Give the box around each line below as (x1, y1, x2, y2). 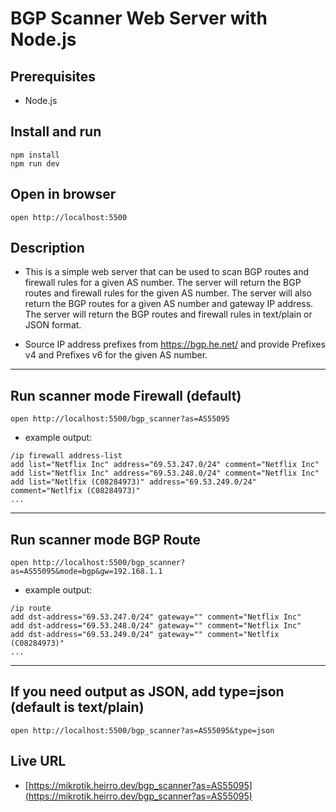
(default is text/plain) (10, 699, 145, 716)
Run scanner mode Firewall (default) (10, 387, 242, 404)
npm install (10, 150, 60, 160)
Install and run (10, 123, 102, 141)
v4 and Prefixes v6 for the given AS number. (24, 349, 208, 361)
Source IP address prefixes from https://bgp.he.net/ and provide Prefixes (24, 338, 326, 351)
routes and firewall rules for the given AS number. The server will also (24, 287, 312, 299)
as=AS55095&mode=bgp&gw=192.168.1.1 (10, 567, 163, 577)
